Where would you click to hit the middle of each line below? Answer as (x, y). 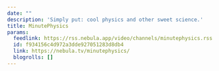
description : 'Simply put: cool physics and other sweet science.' (105, 20)
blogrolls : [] (33, 57)
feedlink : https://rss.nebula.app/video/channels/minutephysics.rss (113, 39)
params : (18, 32)
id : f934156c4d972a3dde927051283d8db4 (69, 45)
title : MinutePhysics (38, 26)
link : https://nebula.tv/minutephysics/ (72, 51)
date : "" (20, 13)
